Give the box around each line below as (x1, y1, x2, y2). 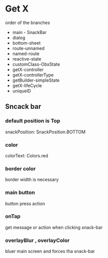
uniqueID (12, 88, 31, 94)
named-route (12, 51, 40, 57)
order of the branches (5, 20, 50, 26)
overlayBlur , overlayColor (5, 236, 70, 243)
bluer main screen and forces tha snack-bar (5, 248, 96, 254)
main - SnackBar (12, 29, 47, 35)
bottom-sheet (12, 40, 41, 46)
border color (5, 165, 36, 172)
